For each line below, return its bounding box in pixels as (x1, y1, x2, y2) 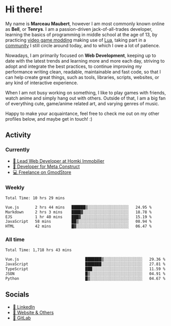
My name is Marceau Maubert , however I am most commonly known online (5, 21, 165, 27)
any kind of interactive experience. (5, 80, 78, 86)
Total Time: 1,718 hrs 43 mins (5, 247, 72, 253)
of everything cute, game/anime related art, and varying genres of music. (5, 100, 160, 106)
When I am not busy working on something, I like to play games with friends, (5, 89, 166, 95)
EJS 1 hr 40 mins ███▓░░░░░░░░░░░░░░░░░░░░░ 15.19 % (5, 214, 152, 219)
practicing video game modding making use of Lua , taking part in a (5, 37, 146, 43)
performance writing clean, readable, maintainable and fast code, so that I (5, 68, 161, 75)
